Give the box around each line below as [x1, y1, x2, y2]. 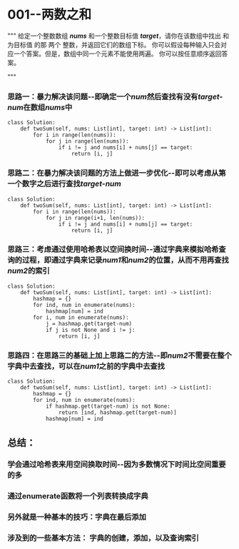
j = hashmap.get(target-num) [45, 320, 133, 327]
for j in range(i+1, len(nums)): [45, 214, 145, 221]
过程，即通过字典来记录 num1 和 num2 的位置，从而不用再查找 [21, 255, 230, 265]
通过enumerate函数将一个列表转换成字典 [7, 491, 148, 501]
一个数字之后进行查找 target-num [7, 179, 121, 189]
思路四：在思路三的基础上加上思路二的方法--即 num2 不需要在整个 [7, 351, 232, 361]
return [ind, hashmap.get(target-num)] [58, 409, 177, 416]
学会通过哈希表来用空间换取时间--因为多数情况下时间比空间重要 [7, 460, 226, 470]
